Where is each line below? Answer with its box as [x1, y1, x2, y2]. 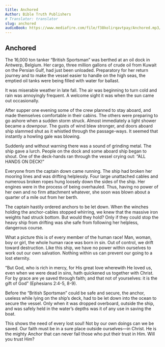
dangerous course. [5, 224, 44, 230]
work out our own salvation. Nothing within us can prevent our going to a [5, 250, 153, 256]
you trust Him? [5, 336, 35, 342]
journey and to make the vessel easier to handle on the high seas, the [5, 72, 146, 78]
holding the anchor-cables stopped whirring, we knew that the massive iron [5, 209, 158, 215]
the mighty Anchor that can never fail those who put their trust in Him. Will [5, 331, 155, 337]
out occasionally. [5, 97, 40, 103]
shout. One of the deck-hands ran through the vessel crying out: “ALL [5, 153, 146, 159]
